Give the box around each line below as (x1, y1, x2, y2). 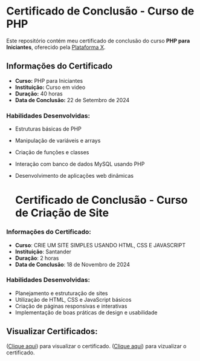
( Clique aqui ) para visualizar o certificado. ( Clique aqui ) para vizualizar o (6, 342, 187, 350)
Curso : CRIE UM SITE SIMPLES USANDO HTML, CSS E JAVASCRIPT (15, 241, 186, 249)
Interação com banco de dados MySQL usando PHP (15, 160, 145, 167)
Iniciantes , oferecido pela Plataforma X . (6, 44, 106, 51)
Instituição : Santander (15, 248, 71, 255)
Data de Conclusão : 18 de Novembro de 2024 (15, 261, 131, 268)
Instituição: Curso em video (15, 83, 86, 91)
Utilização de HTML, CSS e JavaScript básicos (15, 296, 132, 303)
